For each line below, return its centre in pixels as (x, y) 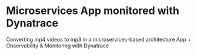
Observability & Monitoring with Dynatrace (58, 46)
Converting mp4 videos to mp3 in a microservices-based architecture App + (99, 39)
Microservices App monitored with (93, 11)
